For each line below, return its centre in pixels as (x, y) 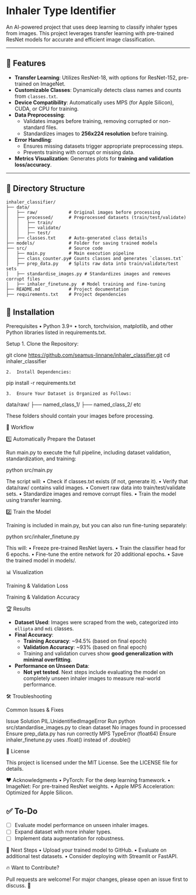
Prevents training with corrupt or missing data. (79, 152)
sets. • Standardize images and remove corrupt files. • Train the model (91, 494)
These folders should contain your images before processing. (80, 416)
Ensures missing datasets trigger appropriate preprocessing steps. (103, 146)
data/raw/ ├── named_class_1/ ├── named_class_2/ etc (74, 405)
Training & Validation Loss (37, 586)
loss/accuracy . (33, 165)
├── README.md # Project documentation (68, 289)
